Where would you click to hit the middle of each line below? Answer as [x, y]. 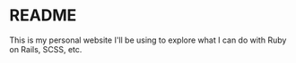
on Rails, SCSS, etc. [46, 49]
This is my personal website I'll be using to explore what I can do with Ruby [148, 40]
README [43, 16]
